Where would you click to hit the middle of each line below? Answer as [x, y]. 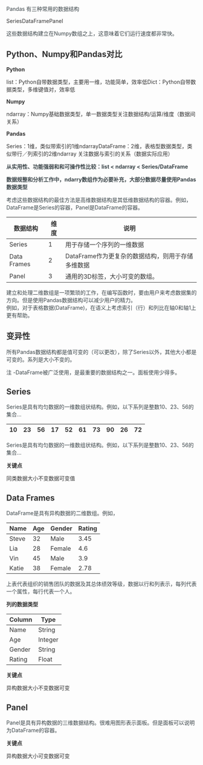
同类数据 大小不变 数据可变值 [41, 478]
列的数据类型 [22, 605]
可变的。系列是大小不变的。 [41, 360]
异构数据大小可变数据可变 [38, 756]
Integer [48, 640]
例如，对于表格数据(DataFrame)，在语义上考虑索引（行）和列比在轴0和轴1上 [101, 307]
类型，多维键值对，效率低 [43, 89]
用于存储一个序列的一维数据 [105, 245]
